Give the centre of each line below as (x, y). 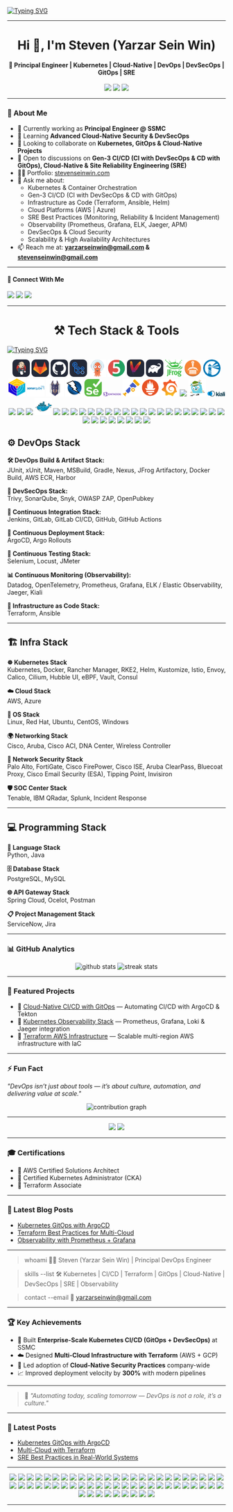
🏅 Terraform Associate (49, 1185)
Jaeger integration (44, 1029)
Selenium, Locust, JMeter (44, 561)
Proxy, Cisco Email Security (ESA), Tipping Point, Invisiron (90, 774)
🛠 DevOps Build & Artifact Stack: (56, 460)
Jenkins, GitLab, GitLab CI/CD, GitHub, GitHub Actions (85, 519)
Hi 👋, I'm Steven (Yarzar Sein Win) (116, 46)
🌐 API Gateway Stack (38, 892)
